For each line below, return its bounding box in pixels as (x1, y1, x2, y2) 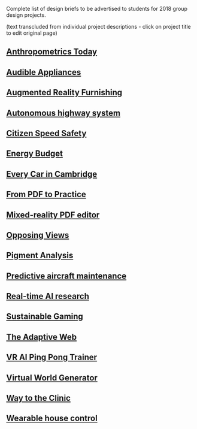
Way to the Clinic (6, 393, 71, 403)
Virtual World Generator (6, 373, 98, 383)
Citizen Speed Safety (6, 128, 87, 138)
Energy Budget (6, 149, 63, 159)
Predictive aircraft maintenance (6, 271, 127, 281)
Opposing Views (6, 230, 69, 240)
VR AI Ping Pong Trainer (6, 352, 98, 362)
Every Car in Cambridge (6, 169, 98, 179)
